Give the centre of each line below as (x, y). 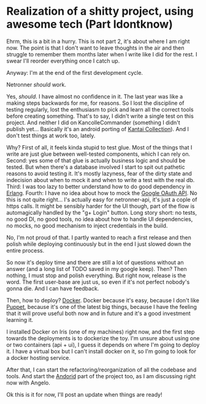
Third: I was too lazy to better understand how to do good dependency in (99, 186)
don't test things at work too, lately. (51, 135)
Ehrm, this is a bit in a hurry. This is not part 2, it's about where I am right (98, 41)
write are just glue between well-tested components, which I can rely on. (98, 154)
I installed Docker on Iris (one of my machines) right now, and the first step (101, 332)
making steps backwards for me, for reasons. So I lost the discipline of (95, 103)
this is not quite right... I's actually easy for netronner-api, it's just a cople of (102, 199)
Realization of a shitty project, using (100, 11)
